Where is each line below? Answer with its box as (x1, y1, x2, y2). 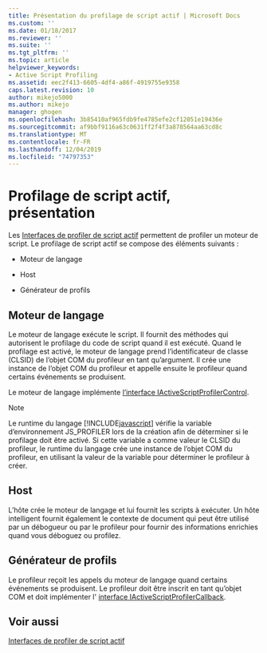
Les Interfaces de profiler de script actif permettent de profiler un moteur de (8, 231, 259, 240)
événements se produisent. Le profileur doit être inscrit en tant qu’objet (8, 584, 242, 593)
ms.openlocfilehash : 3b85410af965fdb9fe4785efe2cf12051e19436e (8, 116, 223, 124)
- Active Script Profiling (8, 71, 98, 79)
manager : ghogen (8, 109, 62, 117)
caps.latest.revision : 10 (8, 85, 94, 94)
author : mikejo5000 (8, 93, 73, 101)
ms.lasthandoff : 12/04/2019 (8, 145, 102, 153)
